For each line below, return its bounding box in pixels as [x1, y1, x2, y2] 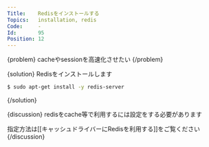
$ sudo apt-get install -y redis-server [7, 84, 125, 91]
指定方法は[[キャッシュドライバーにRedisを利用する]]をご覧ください [7, 125, 201, 133]
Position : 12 [7, 36, 45, 43]
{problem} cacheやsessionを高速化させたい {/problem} [7, 56, 164, 64]
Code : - [7, 23, 41, 30]
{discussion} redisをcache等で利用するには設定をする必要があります [7, 111, 203, 118]
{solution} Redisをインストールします [7, 70, 113, 78]
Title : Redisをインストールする [7, 10, 100, 17]
